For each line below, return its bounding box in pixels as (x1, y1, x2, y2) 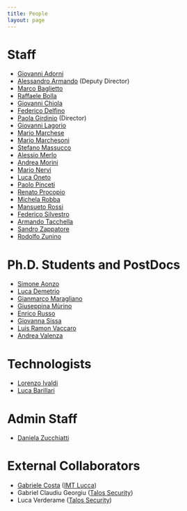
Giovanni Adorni (17, 70, 64, 78)
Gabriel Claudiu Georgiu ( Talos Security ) (17, 489, 133, 497)
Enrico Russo (17, 309, 56, 317)
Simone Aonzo (17, 280, 60, 288)
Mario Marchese (17, 129, 65, 137)
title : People (7, 10, 49, 17)
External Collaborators (7, 458, 140, 474)
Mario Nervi (17, 166, 51, 174)
